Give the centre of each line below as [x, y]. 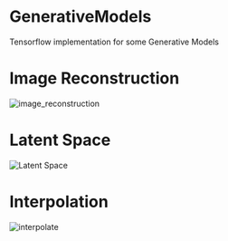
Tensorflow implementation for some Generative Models [114, 42]
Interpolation [59, 202]
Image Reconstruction [95, 78]
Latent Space [60, 140]
